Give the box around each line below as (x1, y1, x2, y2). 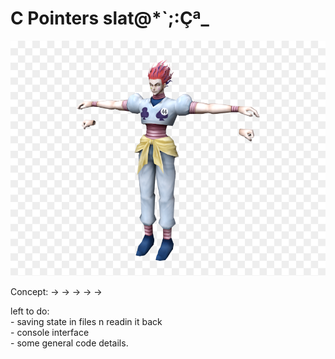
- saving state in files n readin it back (10, 315, 163, 327)
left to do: (10, 305, 50, 317)
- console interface (10, 326, 90, 338)
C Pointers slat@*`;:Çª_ (10, 7, 210, 30)
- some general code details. (10, 337, 129, 349)
